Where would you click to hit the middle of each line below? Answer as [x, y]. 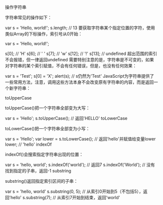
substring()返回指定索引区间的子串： [42, 181]
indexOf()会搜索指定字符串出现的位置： [44, 154]
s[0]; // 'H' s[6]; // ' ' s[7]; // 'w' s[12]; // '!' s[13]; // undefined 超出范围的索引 [81, 53]
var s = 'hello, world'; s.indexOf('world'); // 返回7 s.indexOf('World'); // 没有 [80, 165]
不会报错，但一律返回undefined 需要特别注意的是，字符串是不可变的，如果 [80, 60]
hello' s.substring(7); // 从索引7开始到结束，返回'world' [65, 197]
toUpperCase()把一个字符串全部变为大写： [48, 108]
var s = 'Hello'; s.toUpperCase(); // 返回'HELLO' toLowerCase [66, 118]
